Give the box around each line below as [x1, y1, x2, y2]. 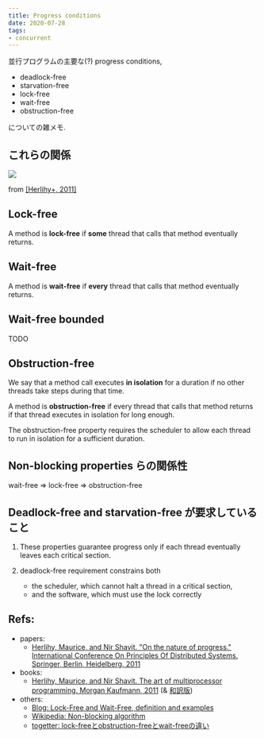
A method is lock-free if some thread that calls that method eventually [8, 228, 239, 238]
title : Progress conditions [8, 11, 101, 20]
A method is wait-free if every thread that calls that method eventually [8, 281, 239, 291]
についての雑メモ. [8, 122, 66, 132]
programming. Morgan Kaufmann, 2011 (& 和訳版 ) [31, 685, 193, 695]
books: [19, 667, 43, 677]
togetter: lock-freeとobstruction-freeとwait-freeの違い [31, 721, 210, 730]
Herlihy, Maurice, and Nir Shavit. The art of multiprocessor [31, 676, 223, 686]
